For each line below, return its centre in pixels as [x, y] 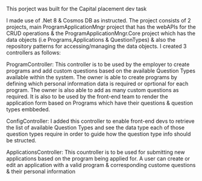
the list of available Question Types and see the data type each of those [96, 127]
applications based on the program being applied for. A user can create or [98, 159]
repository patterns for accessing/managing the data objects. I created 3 [96, 46]
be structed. [21, 140]
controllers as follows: [34, 53]
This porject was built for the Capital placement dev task [76, 9]
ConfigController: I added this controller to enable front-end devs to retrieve [100, 121]
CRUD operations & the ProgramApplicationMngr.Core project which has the [101, 33]
